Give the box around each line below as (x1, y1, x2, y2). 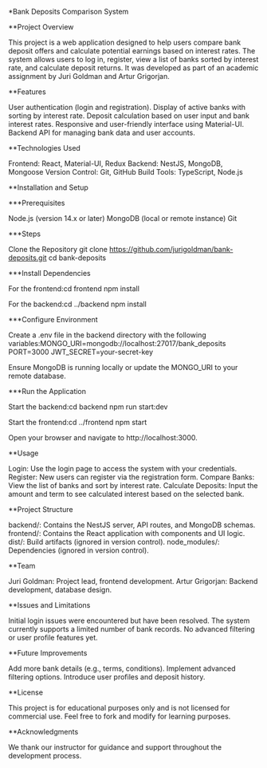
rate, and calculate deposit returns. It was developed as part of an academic (8, 63, 259, 73)
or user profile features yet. (8, 633, 98, 642)
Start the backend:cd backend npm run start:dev (8, 402, 168, 412)
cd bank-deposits (48, 253, 106, 262)
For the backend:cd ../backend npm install (8, 299, 147, 309)
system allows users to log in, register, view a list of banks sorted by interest (8, 55, 259, 64)
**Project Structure (8, 505, 73, 514)
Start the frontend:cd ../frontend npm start (8, 418, 147, 427)
